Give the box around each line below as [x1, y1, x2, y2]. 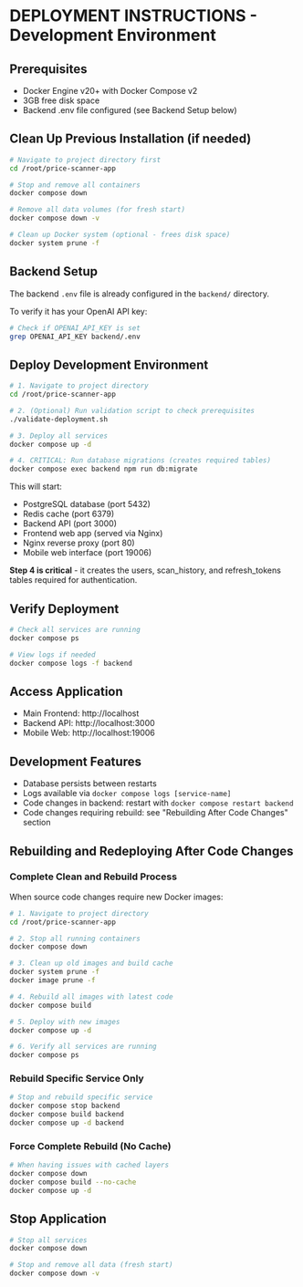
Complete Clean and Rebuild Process [9, 870, 178, 883]
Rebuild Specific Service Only [9, 1073, 144, 1085]
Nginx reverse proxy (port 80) [22, 537, 135, 548]
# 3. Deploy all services [9, 431, 108, 441]
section [22, 817, 51, 828]
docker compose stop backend [9, 1101, 120, 1111]
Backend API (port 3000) [22, 518, 117, 529]
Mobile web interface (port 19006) [22, 547, 152, 558]
